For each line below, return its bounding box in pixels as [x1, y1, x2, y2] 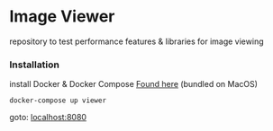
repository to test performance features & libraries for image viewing [9, 36, 264, 47]
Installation [9, 58, 60, 71]
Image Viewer [9, 6, 115, 27]
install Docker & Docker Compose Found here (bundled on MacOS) [9, 79, 259, 90]
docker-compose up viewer [9, 96, 106, 105]
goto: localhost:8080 [9, 112, 87, 123]
